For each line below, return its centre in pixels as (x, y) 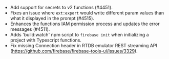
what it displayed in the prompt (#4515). (52, 18)
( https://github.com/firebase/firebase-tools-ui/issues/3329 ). (74, 51)
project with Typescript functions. (46, 40)
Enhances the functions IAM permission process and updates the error (85, 24)
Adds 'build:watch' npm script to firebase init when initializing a (80, 35)
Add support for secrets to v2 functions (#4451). (61, 7)
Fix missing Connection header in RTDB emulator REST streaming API (84, 45)
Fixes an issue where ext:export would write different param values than (87, 13)
